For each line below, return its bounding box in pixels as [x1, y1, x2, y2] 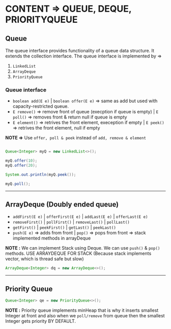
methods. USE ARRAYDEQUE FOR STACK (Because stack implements [5, 250, 152, 257]
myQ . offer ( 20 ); [5, 163, 38, 168]
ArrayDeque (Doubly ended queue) [5, 200, 119, 209]
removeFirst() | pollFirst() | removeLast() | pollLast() [12, 219, 130, 225]
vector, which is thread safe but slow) [5, 256, 84, 262]
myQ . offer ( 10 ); [5, 158, 38, 163]
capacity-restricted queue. [12, 103, 69, 109]
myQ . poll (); [5, 181, 31, 186]
